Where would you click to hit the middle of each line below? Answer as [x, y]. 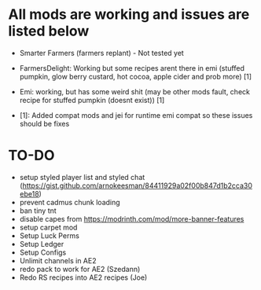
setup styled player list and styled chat [82, 177]
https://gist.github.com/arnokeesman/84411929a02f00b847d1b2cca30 [138, 185]
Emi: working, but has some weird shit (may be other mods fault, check [134, 91]
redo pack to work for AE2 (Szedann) [80, 269]
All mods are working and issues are [129, 15]
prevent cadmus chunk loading [70, 202]
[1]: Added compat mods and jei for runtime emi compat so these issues [136, 115]
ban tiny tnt [38, 211]
